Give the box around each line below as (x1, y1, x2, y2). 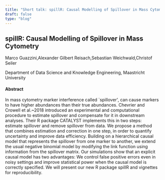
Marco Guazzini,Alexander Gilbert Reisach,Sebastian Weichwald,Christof (5, 55, 152, 61)
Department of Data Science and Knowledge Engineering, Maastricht (5, 69, 145, 76)
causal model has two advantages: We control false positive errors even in (5, 154, 156, 160)
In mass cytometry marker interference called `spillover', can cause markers (5, 97, 159, 103)
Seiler (5, 60, 17, 66)
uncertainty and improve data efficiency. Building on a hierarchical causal (5, 133, 154, 139)
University (5, 75, 26, 81)
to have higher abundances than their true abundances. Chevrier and (5, 102, 145, 108)
